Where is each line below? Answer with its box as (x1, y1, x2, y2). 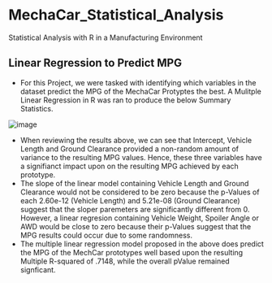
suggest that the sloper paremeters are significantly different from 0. (19, 204, 250, 214)
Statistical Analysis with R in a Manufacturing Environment (8, 33, 203, 42)
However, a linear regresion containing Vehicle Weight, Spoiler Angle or (19, 213, 260, 223)
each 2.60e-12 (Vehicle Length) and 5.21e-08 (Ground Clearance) (19, 195, 241, 205)
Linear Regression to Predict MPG (8, 56, 183, 70)
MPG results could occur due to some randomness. (19, 230, 193, 240)
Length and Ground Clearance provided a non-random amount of (19, 144, 240, 154)
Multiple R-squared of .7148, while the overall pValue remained (19, 256, 230, 266)
